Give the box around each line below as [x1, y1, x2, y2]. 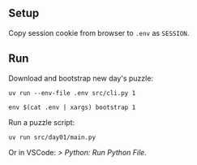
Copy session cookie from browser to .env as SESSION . [8, 28, 190, 37]
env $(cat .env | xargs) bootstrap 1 [8, 103, 136, 111]
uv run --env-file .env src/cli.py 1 [8, 89, 136, 97]
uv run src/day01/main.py [8, 133, 96, 141]
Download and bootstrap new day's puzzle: [8, 73, 154, 83]
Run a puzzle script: [8, 117, 75, 127]
